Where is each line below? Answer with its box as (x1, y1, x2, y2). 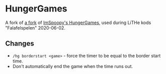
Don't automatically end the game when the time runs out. (12, 63, 133, 69)
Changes (5, 39, 34, 48)
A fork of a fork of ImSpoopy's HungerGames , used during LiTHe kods (5, 19, 151, 25)
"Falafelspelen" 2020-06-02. (5, 24, 65, 30)
